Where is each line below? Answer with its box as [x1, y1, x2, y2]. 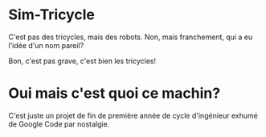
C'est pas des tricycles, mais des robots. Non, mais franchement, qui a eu [8, 32, 253, 42]
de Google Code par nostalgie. [8, 119, 110, 129]
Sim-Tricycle [8, 6, 95, 24]
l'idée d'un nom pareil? [8, 40, 84, 50]
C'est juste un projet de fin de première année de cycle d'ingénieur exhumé [8, 111, 259, 120]
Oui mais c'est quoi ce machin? [8, 84, 221, 103]
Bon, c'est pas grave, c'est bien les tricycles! [8, 56, 157, 66]
